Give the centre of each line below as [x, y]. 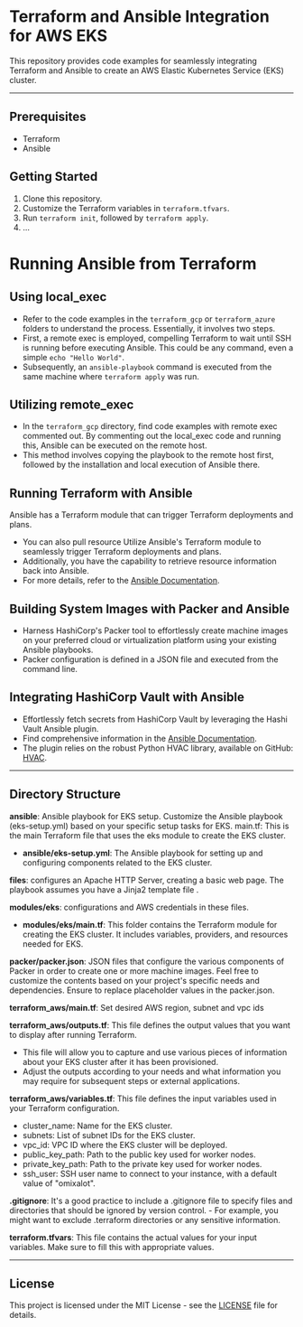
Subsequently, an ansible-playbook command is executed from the [147, 367]
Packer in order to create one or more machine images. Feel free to [134, 971]
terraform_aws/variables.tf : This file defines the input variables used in [143, 1098]
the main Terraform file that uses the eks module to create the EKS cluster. [148, 835]
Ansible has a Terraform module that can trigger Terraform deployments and [151, 515]
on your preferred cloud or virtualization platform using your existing [149, 640]
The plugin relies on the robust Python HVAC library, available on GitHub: [158, 748]
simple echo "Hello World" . [73, 357]
